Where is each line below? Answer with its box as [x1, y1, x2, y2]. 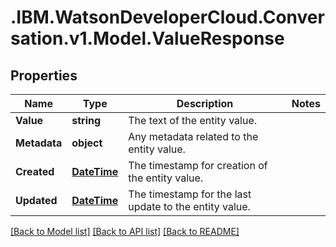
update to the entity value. [128, 200, 251, 213]
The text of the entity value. [128, 114, 258, 127]
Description [176, 97, 234, 110]
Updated [15, 194, 58, 207]
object [71, 136, 103, 150]
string [71, 114, 102, 127]
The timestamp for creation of [128, 159, 268, 172]
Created [15, 165, 55, 178]
